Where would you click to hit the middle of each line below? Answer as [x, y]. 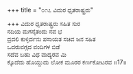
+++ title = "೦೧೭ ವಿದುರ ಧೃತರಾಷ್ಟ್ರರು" [50, 10]
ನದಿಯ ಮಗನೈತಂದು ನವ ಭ [35, 31]
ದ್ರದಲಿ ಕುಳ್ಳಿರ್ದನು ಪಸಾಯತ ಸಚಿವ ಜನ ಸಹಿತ [51, 39]
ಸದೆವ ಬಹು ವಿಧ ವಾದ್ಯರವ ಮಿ [37, 54]
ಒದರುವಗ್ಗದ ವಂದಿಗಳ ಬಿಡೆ [34, 47]
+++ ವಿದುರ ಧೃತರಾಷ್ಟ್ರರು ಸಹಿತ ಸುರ [44, 24]
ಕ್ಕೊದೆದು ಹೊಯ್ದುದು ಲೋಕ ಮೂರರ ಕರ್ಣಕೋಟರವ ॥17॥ [67, 62]
